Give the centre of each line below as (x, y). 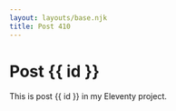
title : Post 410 (40, 26)
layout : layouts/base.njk (58, 18)
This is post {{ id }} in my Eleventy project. (88, 96)
